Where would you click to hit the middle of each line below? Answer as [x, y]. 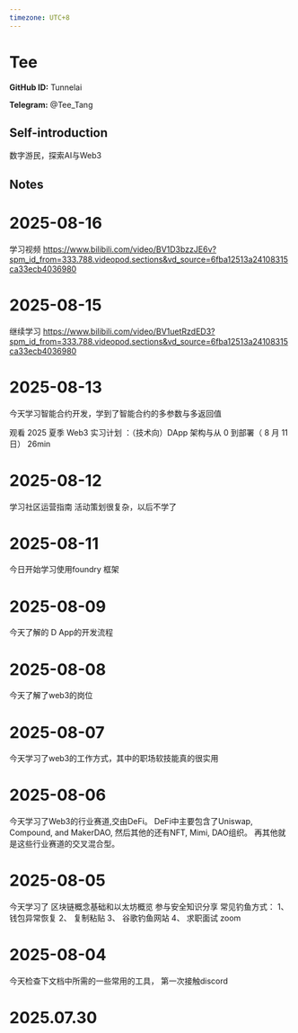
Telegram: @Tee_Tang [51, 104]
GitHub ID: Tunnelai [46, 87]
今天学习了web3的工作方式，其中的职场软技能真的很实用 [114, 759]
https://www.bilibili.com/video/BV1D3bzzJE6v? [130, 249]
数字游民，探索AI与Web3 [55, 156]
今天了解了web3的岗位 [51, 696]
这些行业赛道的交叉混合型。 [68, 844]
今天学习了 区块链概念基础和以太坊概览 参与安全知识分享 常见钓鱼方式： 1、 [149, 907]
